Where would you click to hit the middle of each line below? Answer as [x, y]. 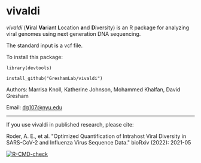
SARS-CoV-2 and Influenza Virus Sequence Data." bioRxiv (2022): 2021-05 [99, 142]
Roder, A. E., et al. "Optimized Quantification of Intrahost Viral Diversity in [96, 136]
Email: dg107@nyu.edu [34, 107]
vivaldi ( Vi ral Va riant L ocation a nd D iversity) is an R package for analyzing [98, 27]
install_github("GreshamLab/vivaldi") [54, 78]
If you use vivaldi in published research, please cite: [70, 124]
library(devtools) [29, 68]
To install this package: [35, 57]
